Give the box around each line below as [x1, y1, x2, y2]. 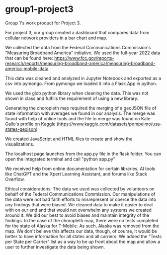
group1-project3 [5, 3, 74, 15]
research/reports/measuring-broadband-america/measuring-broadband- [5, 60, 156, 66]
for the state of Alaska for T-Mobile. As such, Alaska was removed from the [5, 223, 160, 229]
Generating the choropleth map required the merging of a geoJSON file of [5, 105, 157, 111]
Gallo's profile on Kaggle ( [5, 121, 59, 127]
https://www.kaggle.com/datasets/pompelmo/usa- [58, 121, 162, 127]
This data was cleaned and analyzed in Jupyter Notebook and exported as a [5, 75, 162, 81]
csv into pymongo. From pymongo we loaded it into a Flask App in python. [5, 81, 158, 86]
